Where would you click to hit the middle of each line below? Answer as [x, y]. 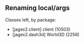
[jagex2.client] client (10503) [41, 29]
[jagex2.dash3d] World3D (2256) [46, 34]
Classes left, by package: [31, 20]
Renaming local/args [37, 8]
